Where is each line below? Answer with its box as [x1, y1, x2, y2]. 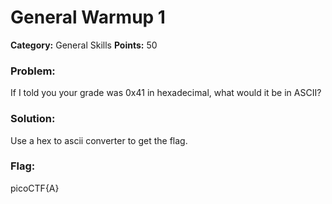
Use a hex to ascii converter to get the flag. [10, 134, 188, 146]
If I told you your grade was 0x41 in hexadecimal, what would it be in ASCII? [10, 87, 322, 99]
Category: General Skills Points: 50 [10, 39, 158, 51]
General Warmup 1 [10, 6, 166, 29]
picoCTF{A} [10, 182, 60, 194]
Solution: [10, 112, 56, 126]
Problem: [10, 64, 56, 78]
